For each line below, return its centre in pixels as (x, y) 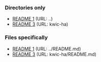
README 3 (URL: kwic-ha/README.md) (54, 54)
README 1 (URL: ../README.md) (47, 49)
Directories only (25, 8)
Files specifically (26, 37)
